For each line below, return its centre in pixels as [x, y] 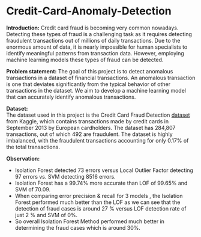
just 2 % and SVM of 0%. [46, 215]
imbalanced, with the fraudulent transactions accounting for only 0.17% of [97, 140]
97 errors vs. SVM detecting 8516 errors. [65, 176]
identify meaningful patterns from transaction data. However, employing [95, 53]
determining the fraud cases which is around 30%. [78, 227]
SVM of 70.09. [33, 189]
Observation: [23, 158]
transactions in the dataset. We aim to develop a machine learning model [96, 90]
